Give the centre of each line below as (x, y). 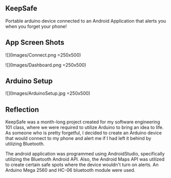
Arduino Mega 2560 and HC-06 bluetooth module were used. (70, 170)
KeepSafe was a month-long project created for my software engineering (83, 122)
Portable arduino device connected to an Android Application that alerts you (86, 21)
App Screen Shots (35, 42)
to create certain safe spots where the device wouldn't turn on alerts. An (82, 165)
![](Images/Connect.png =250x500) (43, 55)
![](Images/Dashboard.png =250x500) (46, 65)
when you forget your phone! (36, 26)
